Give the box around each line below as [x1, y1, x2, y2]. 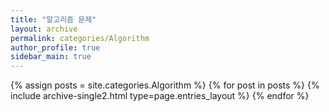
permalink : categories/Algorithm [10, 33, 150, 43]
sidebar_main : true [10, 52, 92, 62]
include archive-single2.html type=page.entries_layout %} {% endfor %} [10, 90, 310, 102]
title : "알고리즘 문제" [10, 14, 97, 25]
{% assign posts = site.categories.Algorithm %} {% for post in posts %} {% [10, 79, 320, 91]
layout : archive [10, 24, 78, 34]
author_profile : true [10, 42, 101, 53]
